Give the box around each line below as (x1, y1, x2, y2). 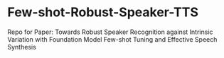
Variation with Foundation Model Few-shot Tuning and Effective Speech (7, 35, 218, 43)
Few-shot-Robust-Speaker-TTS (7, 4, 199, 21)
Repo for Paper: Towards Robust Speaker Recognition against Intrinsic (7, 28, 213, 36)
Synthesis (7, 42, 37, 51)
